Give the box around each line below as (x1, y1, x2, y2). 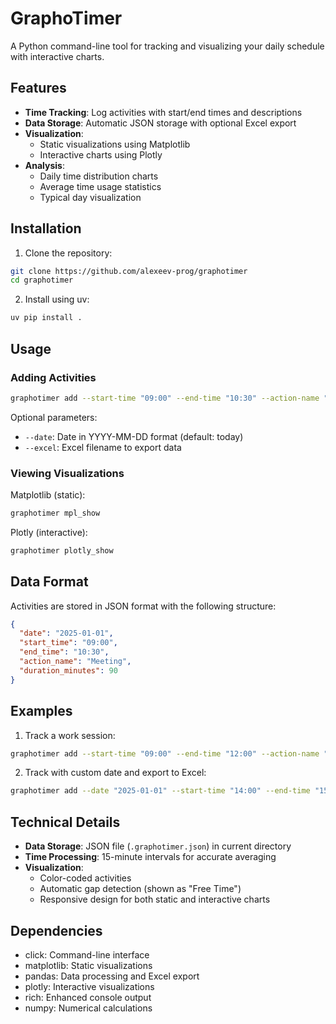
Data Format (10, 573, 89, 591)
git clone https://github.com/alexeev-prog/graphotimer (10, 266, 248, 276)
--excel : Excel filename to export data (24, 441, 182, 453)
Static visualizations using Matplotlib (39, 138, 191, 150)
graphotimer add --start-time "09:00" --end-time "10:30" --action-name (10, 393, 320, 403)
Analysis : (24, 159, 65, 171)
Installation (10, 220, 82, 237)
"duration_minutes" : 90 (19, 665, 118, 676)
